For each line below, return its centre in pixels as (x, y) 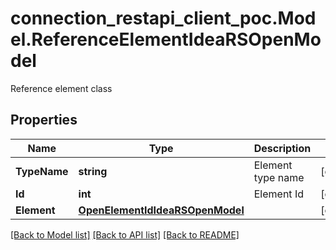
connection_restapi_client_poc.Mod (163, 18)
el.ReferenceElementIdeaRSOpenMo (166, 39)
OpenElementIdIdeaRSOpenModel (161, 210)
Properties (44, 120)
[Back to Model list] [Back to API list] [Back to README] (125, 234)
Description (282, 148)
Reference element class (61, 88)
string (93, 171)
